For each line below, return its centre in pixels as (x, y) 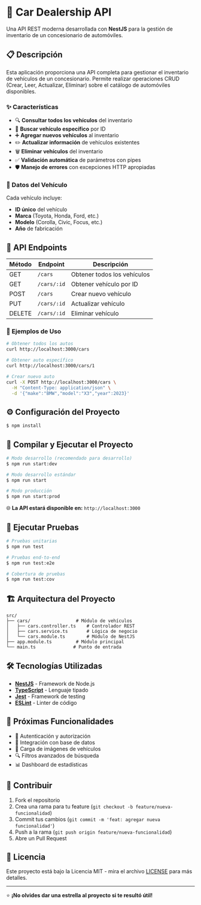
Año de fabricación (39, 229)
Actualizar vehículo (98, 304)
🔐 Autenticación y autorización (53, 736)
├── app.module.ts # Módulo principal (65, 642)
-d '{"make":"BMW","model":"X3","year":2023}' (71, 393)
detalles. (17, 878)
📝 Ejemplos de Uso (34, 331)
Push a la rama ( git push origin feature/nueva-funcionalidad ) (93, 832)
